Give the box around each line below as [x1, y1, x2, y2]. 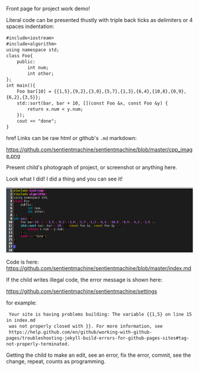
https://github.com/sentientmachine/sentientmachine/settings [6, 287, 158, 294]
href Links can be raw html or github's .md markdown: [6, 135, 137, 141]
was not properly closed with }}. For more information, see [8, 323, 163, 329]
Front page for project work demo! [6, 5, 90, 12]
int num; [27, 65, 49, 71]
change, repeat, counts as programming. [6, 357, 106, 364]
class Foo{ [6, 53, 33, 59]
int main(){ [6, 83, 36, 88]
